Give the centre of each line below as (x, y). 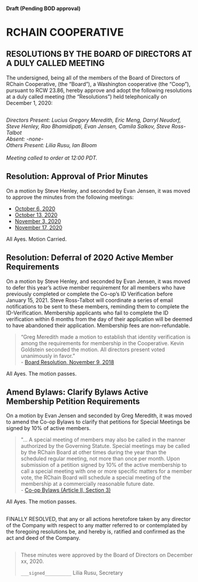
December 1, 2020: (30, 103)
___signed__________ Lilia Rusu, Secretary (72, 573)
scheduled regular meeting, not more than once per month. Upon (100, 459)
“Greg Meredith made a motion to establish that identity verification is (106, 337)
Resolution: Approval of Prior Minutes (77, 176)
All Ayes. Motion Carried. (36, 239)
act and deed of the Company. (43, 538)
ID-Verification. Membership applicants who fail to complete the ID (87, 313)
